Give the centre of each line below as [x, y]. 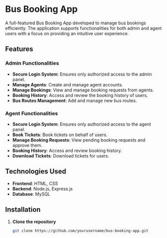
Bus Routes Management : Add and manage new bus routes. [75, 100]
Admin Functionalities [32, 63]
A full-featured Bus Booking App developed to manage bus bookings [76, 23]
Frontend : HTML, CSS [35, 183]
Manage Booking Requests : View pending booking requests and [79, 140]
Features [19, 49]
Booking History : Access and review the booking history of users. [80, 95]
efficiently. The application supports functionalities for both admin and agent [83, 28]
